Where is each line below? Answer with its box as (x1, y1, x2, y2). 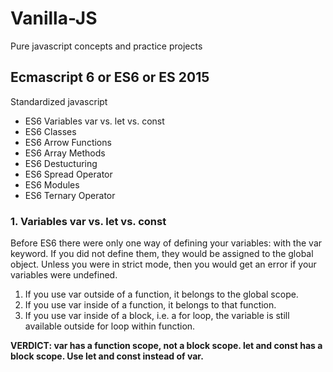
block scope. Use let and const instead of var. (10, 350, 204, 362)
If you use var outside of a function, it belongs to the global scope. (24, 288, 299, 301)
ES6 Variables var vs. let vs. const (24, 115, 165, 127)
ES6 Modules (24, 178, 80, 191)
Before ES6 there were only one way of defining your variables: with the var (10, 237, 323, 249)
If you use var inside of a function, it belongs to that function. (24, 299, 277, 311)
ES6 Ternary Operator (24, 189, 116, 201)
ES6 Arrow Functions (24, 136, 112, 148)
